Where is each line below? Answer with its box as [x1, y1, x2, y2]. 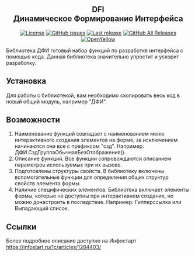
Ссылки [6, 222, 37, 231]
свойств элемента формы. [14, 180, 81, 187]
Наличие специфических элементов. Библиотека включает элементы [14, 186, 190, 193]
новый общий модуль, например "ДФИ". [6, 98, 107, 105]
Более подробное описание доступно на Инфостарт [6, 237, 137, 244]
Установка [6, 76, 47, 87]
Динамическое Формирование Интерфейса [13, 14, 183, 24]
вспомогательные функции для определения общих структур [14, 174, 169, 181]
